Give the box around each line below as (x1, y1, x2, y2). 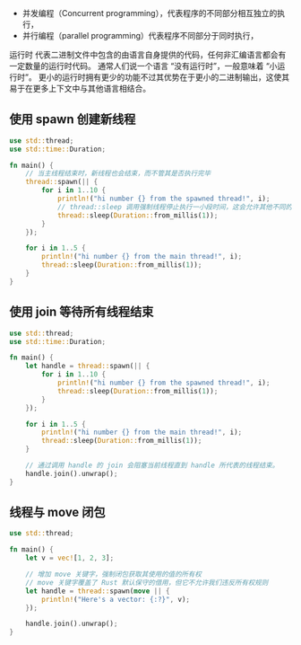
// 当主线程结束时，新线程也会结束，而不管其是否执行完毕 (25, 169, 211, 178)
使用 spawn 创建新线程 (9, 111, 136, 128)
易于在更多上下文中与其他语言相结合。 (9, 84, 150, 93)
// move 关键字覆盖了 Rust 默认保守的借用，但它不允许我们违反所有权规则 (25, 578, 269, 587)
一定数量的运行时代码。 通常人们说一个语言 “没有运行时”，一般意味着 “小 (9, 61, 278, 71)
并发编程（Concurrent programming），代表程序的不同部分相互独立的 (21, 8, 278, 18)
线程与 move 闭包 (9, 505, 106, 520)
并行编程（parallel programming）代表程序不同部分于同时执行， (21, 31, 259, 40)
